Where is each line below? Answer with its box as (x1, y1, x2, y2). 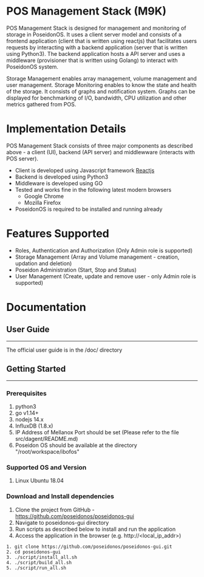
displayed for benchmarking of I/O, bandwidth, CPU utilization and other (6, 94, 187, 101)
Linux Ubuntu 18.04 (15, 477, 64, 484)
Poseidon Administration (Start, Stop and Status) (15, 266, 137, 273)
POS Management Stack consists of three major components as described (6, 142, 193, 149)
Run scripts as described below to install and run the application (15, 525, 176, 533)
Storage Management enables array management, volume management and (6, 75, 197, 82)
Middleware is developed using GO (15, 179, 103, 186)
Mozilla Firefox (24, 199, 61, 206)
